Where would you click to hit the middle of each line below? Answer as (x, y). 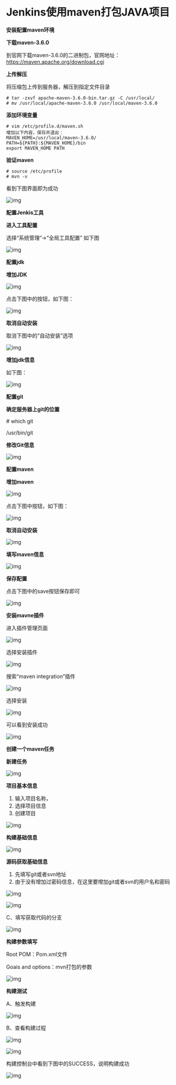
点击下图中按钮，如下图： (37, 506)
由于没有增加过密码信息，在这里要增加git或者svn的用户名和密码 (92, 881)
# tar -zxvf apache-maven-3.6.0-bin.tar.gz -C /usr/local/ (81, 98)
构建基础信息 (22, 837)
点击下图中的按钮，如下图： (40, 299)
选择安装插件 (22, 652)
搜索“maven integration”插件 (41, 676)
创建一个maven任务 (30, 749)
